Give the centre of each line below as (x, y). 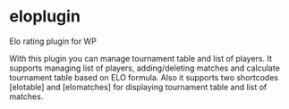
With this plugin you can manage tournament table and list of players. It (141, 58)
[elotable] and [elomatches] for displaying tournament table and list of (138, 87)
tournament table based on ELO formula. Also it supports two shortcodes (144, 77)
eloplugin (45, 17)
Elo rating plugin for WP (53, 41)
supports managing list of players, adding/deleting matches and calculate (144, 68)
